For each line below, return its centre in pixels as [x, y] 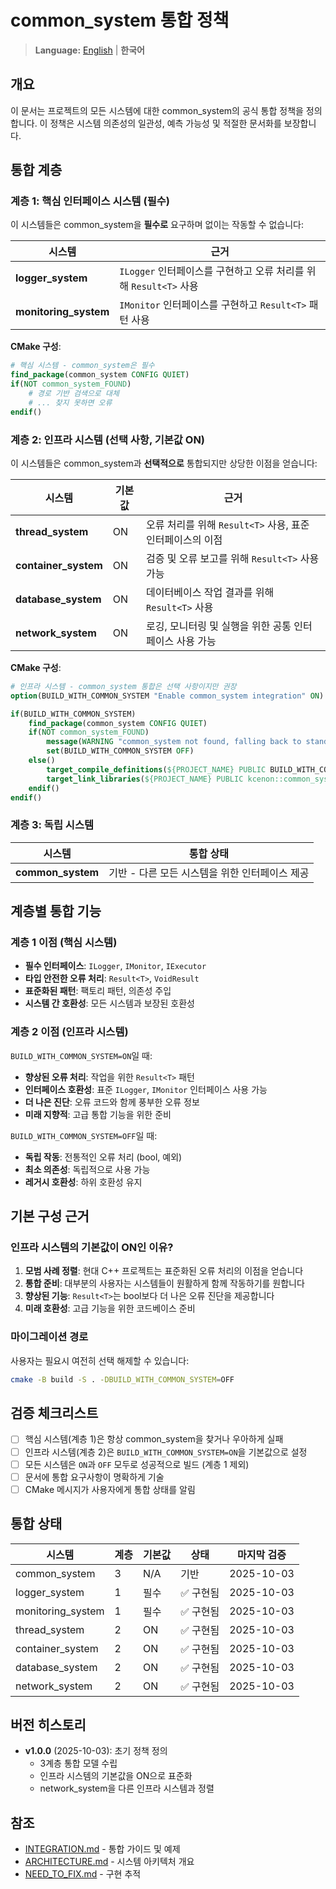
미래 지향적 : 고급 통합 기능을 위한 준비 [98, 1114]
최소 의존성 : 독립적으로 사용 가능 [87, 1169]
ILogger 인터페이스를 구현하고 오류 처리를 [212, 271]
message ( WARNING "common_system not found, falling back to [174, 742]
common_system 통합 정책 [120, 20]
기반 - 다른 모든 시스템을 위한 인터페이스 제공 [209, 873]
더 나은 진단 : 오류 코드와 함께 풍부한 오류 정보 [112, 1102]
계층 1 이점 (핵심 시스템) [64, 943]
